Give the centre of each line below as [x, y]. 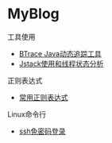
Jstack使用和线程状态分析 [61, 64]
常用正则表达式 [43, 97]
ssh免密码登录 [42, 131]
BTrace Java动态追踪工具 [60, 53]
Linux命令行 [27, 114]
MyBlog [34, 14]
